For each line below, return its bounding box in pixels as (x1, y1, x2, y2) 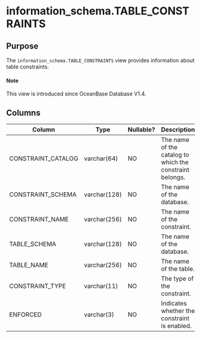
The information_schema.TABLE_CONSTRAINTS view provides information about (6, 57, 195, 64)
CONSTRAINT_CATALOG (9, 154, 79, 163)
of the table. (161, 265, 195, 273)
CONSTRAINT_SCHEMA (9, 190, 77, 199)
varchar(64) (84, 154, 118, 163)
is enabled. (161, 322, 192, 330)
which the (161, 158, 189, 166)
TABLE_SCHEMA (9, 240, 57, 249)
